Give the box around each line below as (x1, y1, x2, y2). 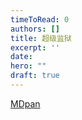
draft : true (10, 71, 60, 81)
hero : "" (10, 61, 47, 71)
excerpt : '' (10, 42, 60, 53)
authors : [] (10, 24, 60, 34)
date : (10, 52, 33, 62)
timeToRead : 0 (10, 14, 70, 25)
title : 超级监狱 (10, 33, 72, 43)
